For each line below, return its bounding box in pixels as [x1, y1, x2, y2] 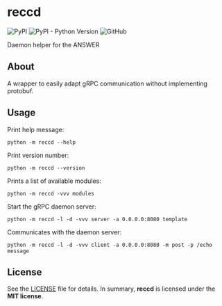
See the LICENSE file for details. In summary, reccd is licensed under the [7, 284, 216, 293]
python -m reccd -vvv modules [7, 190, 95, 197]
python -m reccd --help [7, 138, 76, 146]
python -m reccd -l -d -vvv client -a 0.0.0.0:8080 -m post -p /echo [7, 241, 213, 248]
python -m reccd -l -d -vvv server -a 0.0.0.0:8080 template [7, 216, 188, 223]
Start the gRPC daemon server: [7, 202, 96, 211]
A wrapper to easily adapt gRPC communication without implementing [7, 79, 208, 88]
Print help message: [7, 125, 65, 134]
